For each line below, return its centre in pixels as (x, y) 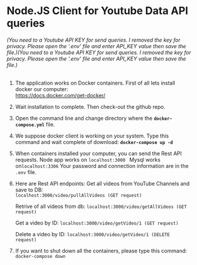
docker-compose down (40, 257)
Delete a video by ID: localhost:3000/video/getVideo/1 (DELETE (92, 234)
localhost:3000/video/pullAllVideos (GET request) (79, 196)
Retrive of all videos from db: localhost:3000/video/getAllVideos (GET (101, 206)
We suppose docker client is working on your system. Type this (92, 136)
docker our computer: (41, 89)
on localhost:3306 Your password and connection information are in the (102, 166)
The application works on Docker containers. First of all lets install (95, 83)
